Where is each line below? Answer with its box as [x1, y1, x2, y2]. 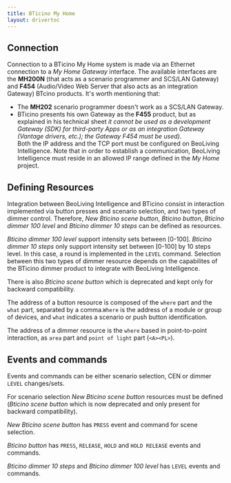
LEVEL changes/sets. [7, 379, 65, 387]
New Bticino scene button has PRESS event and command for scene [7, 420, 198, 429]
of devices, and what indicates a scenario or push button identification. [7, 313, 208, 321]
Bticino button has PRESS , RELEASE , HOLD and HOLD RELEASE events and [7, 441, 201, 449]
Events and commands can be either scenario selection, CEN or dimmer [7, 371, 212, 380]
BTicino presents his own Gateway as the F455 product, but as [17, 110, 197, 119]
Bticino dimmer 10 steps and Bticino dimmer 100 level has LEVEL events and [7, 462, 221, 470]
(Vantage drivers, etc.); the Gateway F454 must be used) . [17, 132, 182, 141]
